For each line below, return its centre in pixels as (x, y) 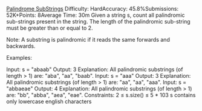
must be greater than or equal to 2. (50, 28)
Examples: (19, 58)
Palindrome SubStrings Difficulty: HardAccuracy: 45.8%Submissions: (93, 9)
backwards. (21, 46)
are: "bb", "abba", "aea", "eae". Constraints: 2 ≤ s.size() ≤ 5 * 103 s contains (101, 95)
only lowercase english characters (49, 101)
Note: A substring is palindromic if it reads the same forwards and (88, 40)
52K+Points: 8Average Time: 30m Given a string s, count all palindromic (96, 15)
